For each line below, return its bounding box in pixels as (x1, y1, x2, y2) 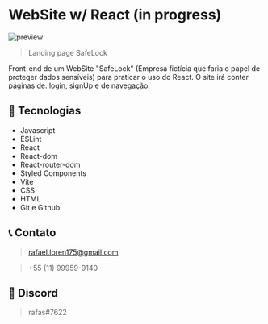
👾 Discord (8, 286, 58, 300)
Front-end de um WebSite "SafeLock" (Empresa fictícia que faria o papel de (8, 63, 261, 73)
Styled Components (19, 168, 87, 178)
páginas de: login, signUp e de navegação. (8, 81, 151, 90)
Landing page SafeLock (27, 48, 107, 57)
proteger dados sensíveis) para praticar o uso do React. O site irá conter (8, 72, 249, 81)
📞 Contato (8, 226, 57, 239)
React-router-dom (19, 160, 81, 169)
